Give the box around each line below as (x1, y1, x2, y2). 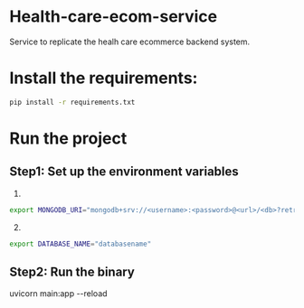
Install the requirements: (9, 68, 198, 89)
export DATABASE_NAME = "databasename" (9, 239, 152, 248)
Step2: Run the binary (9, 264, 136, 279)
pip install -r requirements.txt (9, 98, 136, 107)
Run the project (9, 128, 128, 148)
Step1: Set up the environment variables (9, 164, 240, 180)
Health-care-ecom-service (9, 6, 218, 27)
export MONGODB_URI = (9, 205, 88, 214)
